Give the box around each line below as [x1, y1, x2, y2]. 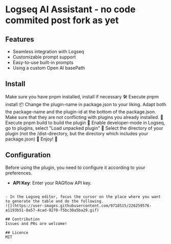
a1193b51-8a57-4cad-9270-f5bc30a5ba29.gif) [5, 208, 100, 213]
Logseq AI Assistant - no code [5, 4, 136, 15]
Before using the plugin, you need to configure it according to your [5, 164, 145, 170]
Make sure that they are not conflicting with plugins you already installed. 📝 [5, 114, 163, 120]
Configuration [5, 151, 51, 159]
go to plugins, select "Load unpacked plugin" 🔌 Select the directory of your [5, 125, 163, 131]
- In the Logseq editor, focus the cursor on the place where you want [5, 194, 161, 199]
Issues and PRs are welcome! [5, 221, 67, 226]
